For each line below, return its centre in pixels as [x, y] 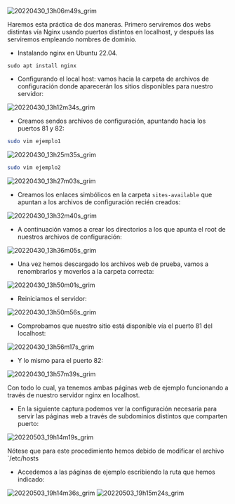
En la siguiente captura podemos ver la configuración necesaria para [117, 409]
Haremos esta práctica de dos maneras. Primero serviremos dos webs [109, 24]
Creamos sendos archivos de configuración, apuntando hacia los [112, 121]
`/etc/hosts [23, 458]
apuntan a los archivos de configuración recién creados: [99, 202]
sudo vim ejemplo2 [34, 167]
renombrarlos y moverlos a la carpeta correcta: [86, 271]
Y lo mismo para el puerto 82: [60, 360]
